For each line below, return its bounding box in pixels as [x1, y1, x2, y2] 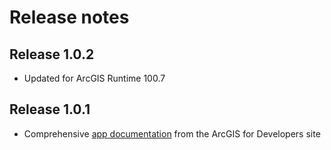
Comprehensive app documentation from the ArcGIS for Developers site [23, 127, 321, 140]
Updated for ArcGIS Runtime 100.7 [23, 72, 166, 84]
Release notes [9, 6, 130, 29]
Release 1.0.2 [9, 46, 95, 63]
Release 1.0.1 [9, 101, 91, 118]
